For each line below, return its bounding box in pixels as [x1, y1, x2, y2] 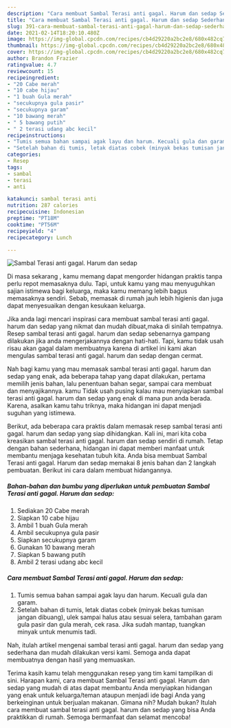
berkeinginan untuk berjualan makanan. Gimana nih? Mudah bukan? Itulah [7, 698, 217, 707]
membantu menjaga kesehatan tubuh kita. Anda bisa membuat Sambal [7, 452, 208, 460]
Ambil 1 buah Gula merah [16, 521, 88, 529]
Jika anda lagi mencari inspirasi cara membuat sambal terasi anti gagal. [7, 315, 210, 323]
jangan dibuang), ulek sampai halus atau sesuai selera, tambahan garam [16, 613, 222, 621]
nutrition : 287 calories [7, 202, 78, 209]
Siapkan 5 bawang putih [16, 551, 86, 559]
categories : [7, 151, 41, 159]
